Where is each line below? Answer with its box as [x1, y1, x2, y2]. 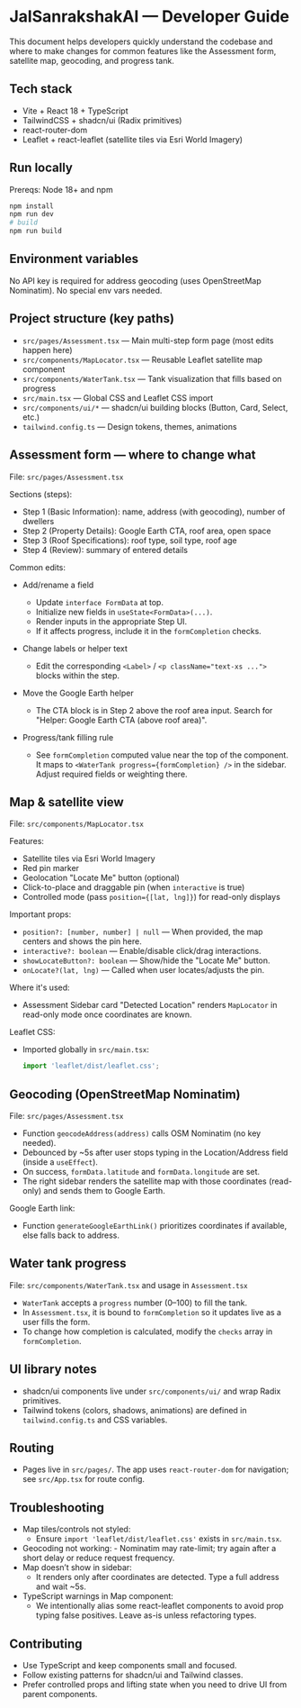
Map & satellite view [9, 795, 124, 810]
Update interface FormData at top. [35, 596, 164, 607]
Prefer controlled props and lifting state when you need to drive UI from [22, 1679, 288, 1690]
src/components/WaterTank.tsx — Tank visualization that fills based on [22, 373, 282, 384]
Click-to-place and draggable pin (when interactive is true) [22, 882, 245, 893]
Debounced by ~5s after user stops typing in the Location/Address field [22, 1147, 288, 1158]
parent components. [22, 1689, 98, 1700]
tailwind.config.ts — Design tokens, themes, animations [22, 421, 237, 432]
